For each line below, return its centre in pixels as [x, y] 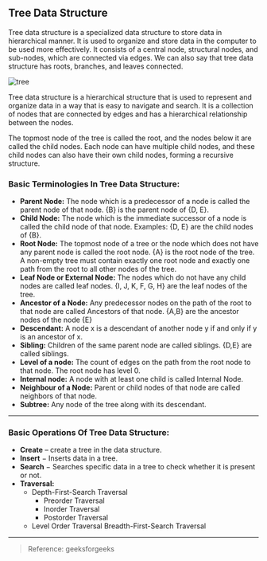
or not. [31, 475]
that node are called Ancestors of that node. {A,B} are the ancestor [130, 312]
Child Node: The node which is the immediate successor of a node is [133, 218]
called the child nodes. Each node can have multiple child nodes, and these [132, 146]
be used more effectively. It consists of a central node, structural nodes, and [133, 49]
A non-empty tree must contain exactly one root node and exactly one [135, 261]
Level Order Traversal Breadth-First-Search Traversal [119, 526]
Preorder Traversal [74, 500]
